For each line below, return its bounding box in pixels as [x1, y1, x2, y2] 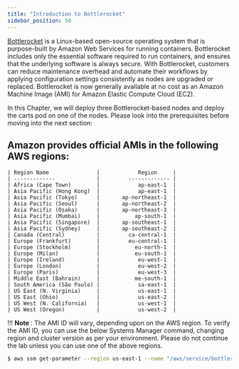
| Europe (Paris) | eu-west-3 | [7, 269, 176, 276]
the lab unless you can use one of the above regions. [7, 341, 163, 350]
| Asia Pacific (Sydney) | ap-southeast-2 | [7, 225, 176, 232]
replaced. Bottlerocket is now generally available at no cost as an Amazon [7, 82, 224, 90]
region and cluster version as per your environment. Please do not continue [7, 334, 229, 343]
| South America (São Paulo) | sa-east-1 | [7, 281, 176, 289]
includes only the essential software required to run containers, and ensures [7, 51, 231, 61]
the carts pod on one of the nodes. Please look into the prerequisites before [7, 111, 230, 120]
